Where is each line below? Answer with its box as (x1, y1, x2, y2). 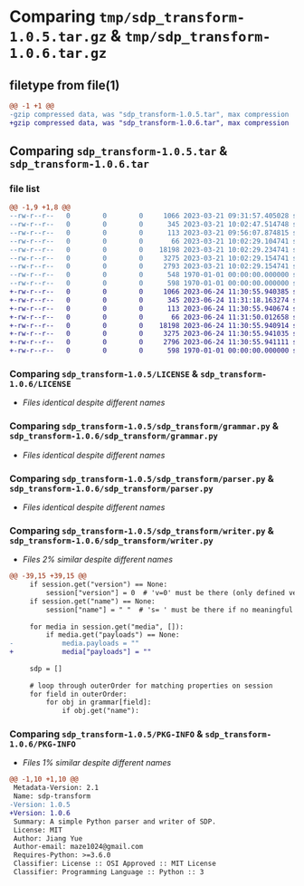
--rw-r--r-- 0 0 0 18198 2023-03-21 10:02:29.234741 (9, 245, 290, 255)
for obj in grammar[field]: (45, 698, 152, 708)
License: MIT (13, 825, 63, 834)
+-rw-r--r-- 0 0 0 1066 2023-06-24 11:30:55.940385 (9, 287, 290, 296)
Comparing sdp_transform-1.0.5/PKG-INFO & (9, 727, 204, 740)
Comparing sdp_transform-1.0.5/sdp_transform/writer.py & (9, 524, 274, 536)
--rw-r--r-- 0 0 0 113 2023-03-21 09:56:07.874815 (9, 228, 290, 237)
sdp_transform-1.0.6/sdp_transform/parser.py (9, 483, 214, 494)
